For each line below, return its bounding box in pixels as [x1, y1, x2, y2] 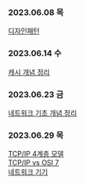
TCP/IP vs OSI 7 [8, 158, 59, 167]
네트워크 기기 [8, 167, 48, 177]
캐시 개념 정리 [8, 67, 51, 76]
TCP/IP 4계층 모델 [8, 149, 64, 159]
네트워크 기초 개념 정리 [8, 108, 77, 117]
